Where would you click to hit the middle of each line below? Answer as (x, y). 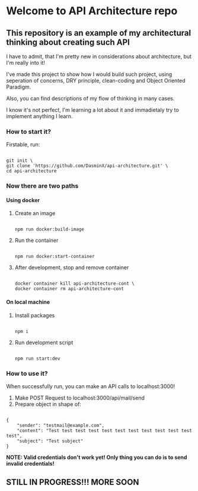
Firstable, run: (23, 144)
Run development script (44, 342)
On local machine (28, 302)
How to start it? (29, 131)
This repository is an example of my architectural (99, 33)
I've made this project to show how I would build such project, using (89, 74)
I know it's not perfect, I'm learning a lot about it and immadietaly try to (92, 110)
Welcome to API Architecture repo (92, 11)
